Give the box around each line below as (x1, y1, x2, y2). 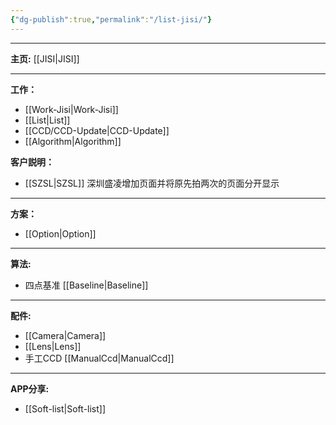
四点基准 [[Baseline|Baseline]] (24, 279, 149, 291)
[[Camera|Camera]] (24, 329, 107, 341)
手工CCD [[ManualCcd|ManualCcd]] (24, 352, 175, 364)
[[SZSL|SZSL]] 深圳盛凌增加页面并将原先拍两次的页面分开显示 (24, 177, 280, 189)
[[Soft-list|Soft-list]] (24, 402, 107, 415)
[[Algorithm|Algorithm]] (24, 135, 122, 147)
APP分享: (10, 382, 50, 395)
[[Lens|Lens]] (24, 340, 82, 352)
